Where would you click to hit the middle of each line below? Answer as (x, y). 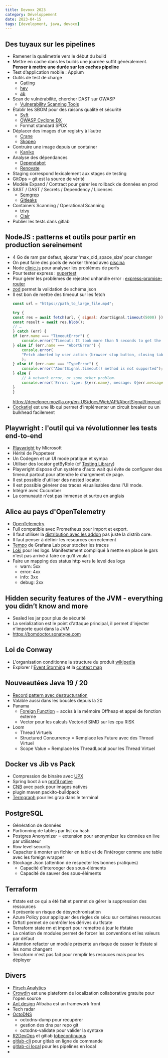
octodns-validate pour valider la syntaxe (62, 1030)
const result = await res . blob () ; (48, 322)
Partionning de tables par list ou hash (51, 831)
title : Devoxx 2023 (26, 10)
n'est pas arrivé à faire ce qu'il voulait (51, 556)
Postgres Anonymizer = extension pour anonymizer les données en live (86, 836)
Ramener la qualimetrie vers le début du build (59, 56)
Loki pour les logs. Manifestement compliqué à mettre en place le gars (85, 550)
